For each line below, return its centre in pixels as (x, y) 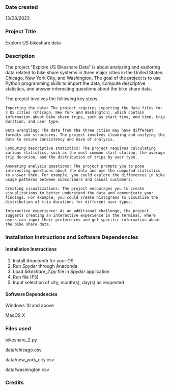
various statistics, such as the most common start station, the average (85, 153)
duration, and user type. (33, 121)
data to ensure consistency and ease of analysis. (60, 139)
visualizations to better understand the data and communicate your (79, 193)
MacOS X (15, 315)
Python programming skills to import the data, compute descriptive (76, 83)
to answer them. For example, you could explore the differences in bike (85, 175)
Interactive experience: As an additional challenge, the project (77, 211)
